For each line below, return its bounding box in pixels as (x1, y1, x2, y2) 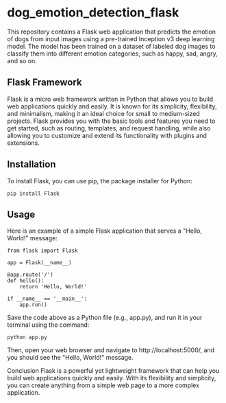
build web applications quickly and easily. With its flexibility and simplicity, (7, 374, 216, 382)
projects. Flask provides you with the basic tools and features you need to (7, 117, 216, 125)
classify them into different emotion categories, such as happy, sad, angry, (7, 49, 218, 58)
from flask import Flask (7, 247, 78, 255)
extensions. (7, 139, 40, 147)
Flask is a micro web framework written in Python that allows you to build (7, 95, 214, 103)
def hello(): (7, 277, 45, 284)
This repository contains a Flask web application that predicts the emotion (7, 27, 216, 36)
